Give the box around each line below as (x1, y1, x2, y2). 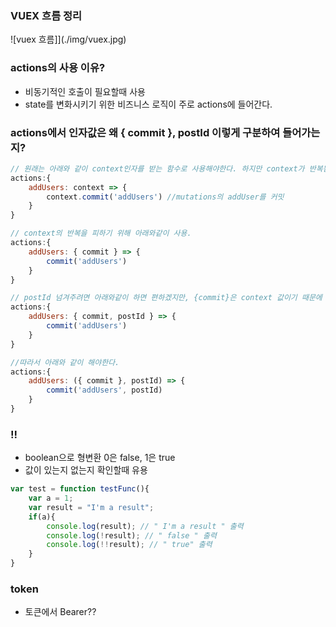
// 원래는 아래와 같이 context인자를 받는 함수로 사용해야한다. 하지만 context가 (10, 163, 305, 174)
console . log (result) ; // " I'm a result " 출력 (46, 521, 244, 531)
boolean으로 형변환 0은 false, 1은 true (24, 452, 176, 464)
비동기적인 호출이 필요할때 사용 (24, 85, 146, 97)
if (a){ (28, 512, 56, 522)
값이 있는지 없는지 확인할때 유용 (24, 464, 148, 476)
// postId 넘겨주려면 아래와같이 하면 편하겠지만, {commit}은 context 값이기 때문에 (10, 293, 323, 303)
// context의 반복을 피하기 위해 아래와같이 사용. (10, 228, 192, 239)
